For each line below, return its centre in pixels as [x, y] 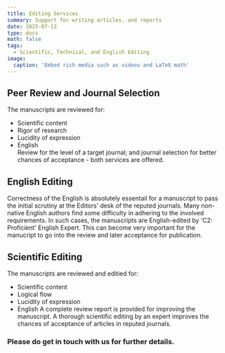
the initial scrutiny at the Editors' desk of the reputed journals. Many [104, 206]
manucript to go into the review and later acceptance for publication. [105, 235]
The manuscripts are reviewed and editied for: [73, 273]
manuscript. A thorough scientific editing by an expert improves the [113, 316]
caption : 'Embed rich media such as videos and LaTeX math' [101, 65]
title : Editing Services [43, 13]
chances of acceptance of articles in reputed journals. [94, 324]
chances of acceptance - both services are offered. [90, 160]
